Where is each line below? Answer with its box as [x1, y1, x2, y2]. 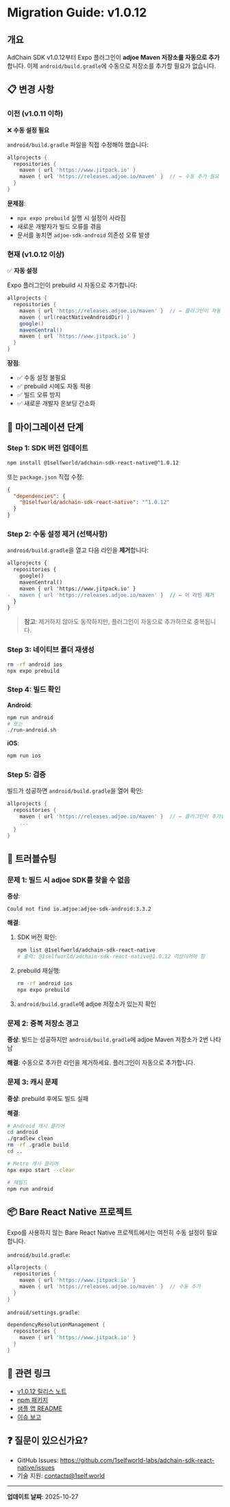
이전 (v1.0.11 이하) [7, 109, 64, 119]
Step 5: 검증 [7, 770, 47, 780]
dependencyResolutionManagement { [7, 1321, 106, 1328]
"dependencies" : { [13, 493, 66, 499]
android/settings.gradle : [7, 1308, 80, 1317]
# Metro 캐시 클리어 [7, 1160, 59, 1167]
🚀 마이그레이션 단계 [7, 421, 84, 433]
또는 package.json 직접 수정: [7, 473, 84, 481]
